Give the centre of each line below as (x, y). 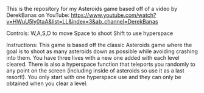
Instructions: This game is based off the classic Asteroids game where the (99, 45)
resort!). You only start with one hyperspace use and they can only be (94, 77)
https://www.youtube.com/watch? (114, 15)
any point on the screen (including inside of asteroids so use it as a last (95, 71)
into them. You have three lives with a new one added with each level (93, 58)
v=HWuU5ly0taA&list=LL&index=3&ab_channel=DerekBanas (82, 21)
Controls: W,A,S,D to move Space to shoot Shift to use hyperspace (90, 33)
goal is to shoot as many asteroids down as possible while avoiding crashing (102, 51)
